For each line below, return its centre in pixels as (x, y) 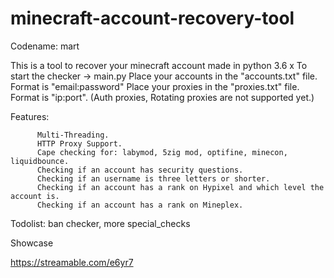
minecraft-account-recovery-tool (152, 18)
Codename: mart (45, 46)
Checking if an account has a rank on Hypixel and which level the (180, 187)
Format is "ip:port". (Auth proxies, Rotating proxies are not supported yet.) (162, 97)
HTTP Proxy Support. (79, 143)
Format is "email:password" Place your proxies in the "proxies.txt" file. (155, 86)
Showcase (32, 243)
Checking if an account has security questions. (140, 170)
